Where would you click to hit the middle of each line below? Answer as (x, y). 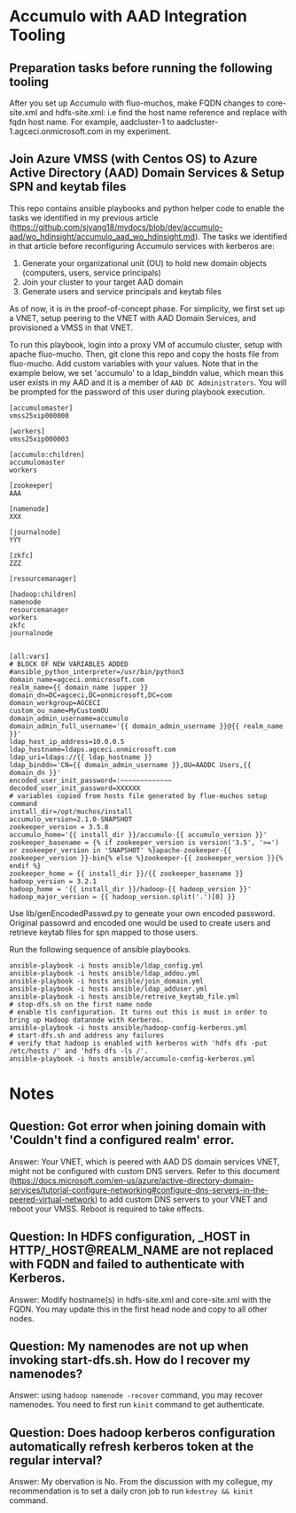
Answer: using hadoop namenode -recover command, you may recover (136, 1395)
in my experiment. (138, 131)
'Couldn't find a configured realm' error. (122, 1140)
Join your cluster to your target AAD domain (102, 282)
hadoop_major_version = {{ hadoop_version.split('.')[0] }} (123, 897)
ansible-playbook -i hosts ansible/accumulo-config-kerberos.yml (132, 1058)
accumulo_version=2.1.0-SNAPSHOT (71, 819)
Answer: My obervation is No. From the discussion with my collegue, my (141, 1482)
